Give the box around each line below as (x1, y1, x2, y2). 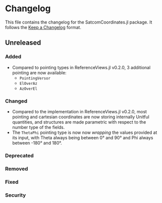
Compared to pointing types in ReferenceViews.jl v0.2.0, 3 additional (12, 64, 151, 70)
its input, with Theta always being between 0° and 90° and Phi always (12, 134, 153, 140)
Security (5, 192, 26, 199)
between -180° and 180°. (12, 140, 62, 146)
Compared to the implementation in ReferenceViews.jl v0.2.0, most (12, 108, 147, 114)
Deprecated (5, 152, 34, 159)
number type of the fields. (12, 124, 65, 130)
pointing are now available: (12, 70, 67, 76)
